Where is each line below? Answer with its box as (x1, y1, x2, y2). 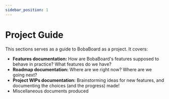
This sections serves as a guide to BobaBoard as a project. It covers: (5, 46, 148, 52)
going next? (12, 72, 37, 78)
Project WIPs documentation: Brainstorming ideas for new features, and (12, 77, 164, 83)
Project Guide (5, 29, 64, 40)
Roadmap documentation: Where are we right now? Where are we (12, 66, 152, 72)
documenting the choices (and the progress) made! (12, 82, 120, 88)
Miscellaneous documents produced (12, 88, 89, 94)
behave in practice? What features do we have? (12, 61, 112, 67)
